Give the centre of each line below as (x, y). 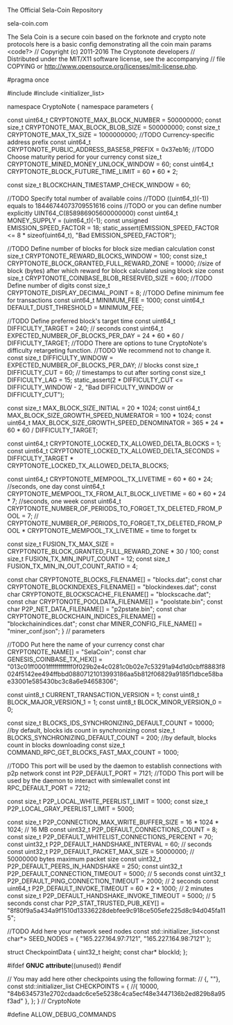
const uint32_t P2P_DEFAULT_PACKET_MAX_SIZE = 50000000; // (101, 851)
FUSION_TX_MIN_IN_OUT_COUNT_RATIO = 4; (73, 566)
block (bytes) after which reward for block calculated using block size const (115, 271)
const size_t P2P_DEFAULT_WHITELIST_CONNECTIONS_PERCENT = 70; (110, 837)
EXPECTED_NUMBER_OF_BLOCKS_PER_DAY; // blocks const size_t (103, 365)
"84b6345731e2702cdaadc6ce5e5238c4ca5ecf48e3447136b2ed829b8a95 (116, 993)
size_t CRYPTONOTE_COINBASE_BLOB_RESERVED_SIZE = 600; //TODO (110, 278)
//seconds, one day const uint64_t (56, 487)
